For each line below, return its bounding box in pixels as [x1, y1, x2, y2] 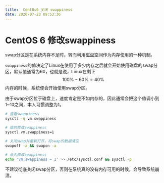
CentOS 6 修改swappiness [5, 35, 116, 46]
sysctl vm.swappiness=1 [5, 130, 55, 135]
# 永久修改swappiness [5, 152, 47, 157]
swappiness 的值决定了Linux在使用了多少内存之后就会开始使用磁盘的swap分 [5, 62, 158, 68]
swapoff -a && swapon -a [5, 143, 56, 148]
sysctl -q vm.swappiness [5, 116, 56, 121]
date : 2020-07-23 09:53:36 [5, 12, 61, 17]
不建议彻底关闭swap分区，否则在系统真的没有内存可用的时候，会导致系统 [5, 166, 155, 172]
